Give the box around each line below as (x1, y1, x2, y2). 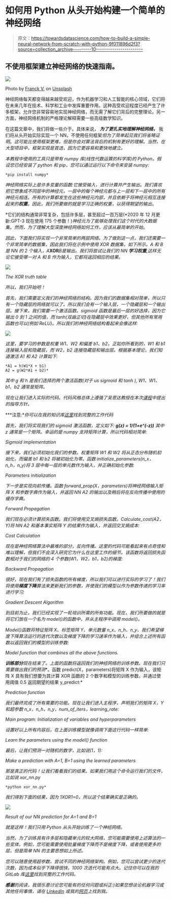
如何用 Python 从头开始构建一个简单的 (5, 5, 165, 16)
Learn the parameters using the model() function (5, 737, 108, 743)
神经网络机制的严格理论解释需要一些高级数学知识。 (18, 115, 125, 121)
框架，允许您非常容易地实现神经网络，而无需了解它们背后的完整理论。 (9, 109, 156, 115)
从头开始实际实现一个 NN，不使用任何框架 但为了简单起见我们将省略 (14, 132, 156, 138)
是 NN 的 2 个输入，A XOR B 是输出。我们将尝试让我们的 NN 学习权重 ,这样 (5, 247, 157, 254)
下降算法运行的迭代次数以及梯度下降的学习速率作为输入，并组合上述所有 (9, 633, 161, 639)
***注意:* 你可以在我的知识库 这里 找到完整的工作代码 (5, 412, 114, 418)
